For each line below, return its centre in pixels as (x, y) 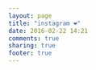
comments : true (34, 38)
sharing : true (32, 46)
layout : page (30, 16)
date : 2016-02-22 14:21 (48, 31)
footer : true (30, 53)
